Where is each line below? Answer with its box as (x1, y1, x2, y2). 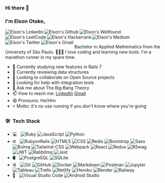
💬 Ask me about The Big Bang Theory (12, 85, 90, 91)
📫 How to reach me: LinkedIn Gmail (12, 91, 86, 96)
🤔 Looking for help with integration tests (12, 80, 94, 86)
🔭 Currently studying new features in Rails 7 (12, 64, 102, 70)
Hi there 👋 (5, 4, 30, 11)
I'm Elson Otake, (5, 17, 46, 24)
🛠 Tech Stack (5, 118, 41, 125)
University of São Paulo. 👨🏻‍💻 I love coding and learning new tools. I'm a (5, 49, 152, 55)
